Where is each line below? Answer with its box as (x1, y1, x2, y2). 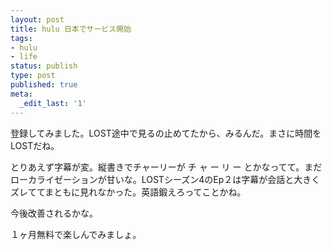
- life (10, 52, 38, 62)
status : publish (10, 61, 78, 71)
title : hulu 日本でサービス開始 (10, 24, 132, 34)
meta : (10, 89, 33, 99)
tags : (10, 33, 33, 43)
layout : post (10, 14, 65, 25)
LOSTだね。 (10, 139, 60, 151)
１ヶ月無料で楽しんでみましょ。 (10, 228, 142, 240)
